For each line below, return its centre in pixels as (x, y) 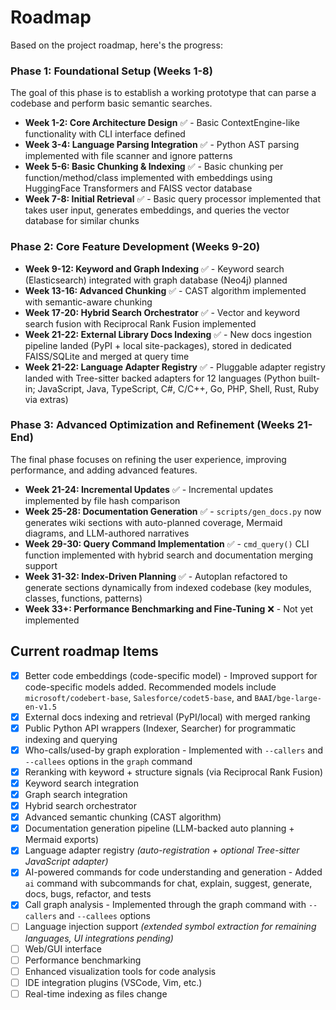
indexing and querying (71, 739)
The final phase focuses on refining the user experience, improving (148, 459)
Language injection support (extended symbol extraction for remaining (170, 927)
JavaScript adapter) (66, 862)
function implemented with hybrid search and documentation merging (168, 555)
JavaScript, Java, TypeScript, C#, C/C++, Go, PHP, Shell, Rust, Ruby (178, 388)
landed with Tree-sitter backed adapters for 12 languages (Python (160, 378)
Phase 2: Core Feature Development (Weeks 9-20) (135, 247)
